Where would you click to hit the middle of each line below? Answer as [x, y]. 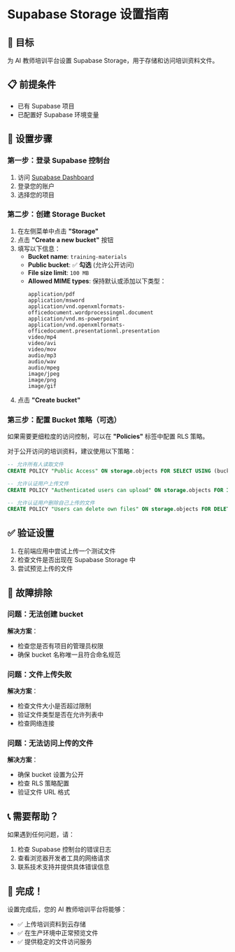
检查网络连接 [36, 723]
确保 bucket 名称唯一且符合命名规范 [69, 654]
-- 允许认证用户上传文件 [38, 484]
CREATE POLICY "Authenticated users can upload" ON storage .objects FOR [115, 490]
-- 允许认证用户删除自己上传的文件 [51, 503]
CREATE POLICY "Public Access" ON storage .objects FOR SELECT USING [109, 471]
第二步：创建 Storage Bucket [56, 214]
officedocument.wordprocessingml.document [91, 312]
